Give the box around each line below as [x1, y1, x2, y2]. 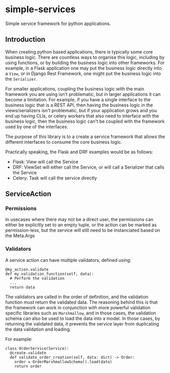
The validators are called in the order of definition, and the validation [5, 294, 149, 300]
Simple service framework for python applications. [5, 20, 111, 26]
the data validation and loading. [5, 326, 71, 332]
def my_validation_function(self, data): [5, 271, 94, 276]
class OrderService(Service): [5, 345, 70, 351]
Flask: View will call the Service [12, 158, 79, 165]
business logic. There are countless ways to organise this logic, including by [5, 54, 165, 60]
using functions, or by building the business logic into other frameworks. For [5, 60, 165, 66]
